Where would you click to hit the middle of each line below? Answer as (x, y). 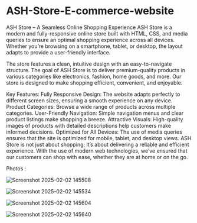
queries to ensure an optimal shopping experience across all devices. (91, 40)
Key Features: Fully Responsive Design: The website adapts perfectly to (93, 94)
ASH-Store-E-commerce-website (90, 11)
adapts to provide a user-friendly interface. (58, 52)
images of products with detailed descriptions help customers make (89, 125)
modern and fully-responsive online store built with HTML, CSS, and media (97, 33)
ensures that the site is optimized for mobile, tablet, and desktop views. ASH (99, 138)
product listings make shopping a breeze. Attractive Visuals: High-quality (95, 119)
